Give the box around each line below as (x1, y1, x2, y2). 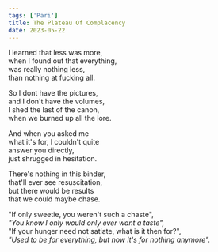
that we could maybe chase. (8, 194, 101, 204)
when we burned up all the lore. (8, 114, 113, 123)
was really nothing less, (8, 65, 86, 74)
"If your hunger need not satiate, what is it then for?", (8, 227, 182, 236)
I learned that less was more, (8, 48, 103, 58)
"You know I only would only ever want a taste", (8, 218, 165, 228)
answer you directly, (8, 145, 75, 155)
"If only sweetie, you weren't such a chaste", (8, 210, 155, 220)
